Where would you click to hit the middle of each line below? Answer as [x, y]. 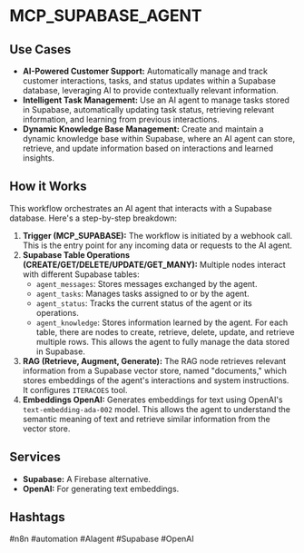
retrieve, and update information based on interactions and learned [148, 148]
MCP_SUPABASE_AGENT [106, 16]
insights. [38, 158]
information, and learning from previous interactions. [121, 119]
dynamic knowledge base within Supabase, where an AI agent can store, [159, 138]
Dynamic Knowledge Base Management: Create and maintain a [143, 129]
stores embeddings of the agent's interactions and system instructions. [156, 380]
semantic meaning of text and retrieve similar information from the [146, 419]
